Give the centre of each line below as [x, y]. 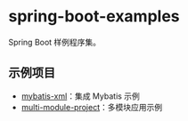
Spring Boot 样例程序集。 [55, 42]
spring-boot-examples [94, 16]
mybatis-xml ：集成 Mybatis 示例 [80, 96]
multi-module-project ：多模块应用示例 [91, 107]
